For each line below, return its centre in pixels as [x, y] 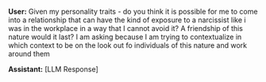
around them [29, 54]
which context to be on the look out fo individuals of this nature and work [128, 45]
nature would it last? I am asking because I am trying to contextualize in [125, 37]
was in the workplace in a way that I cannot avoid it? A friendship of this [126, 28]
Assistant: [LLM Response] [54, 69]
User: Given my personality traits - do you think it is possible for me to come [133, 12]
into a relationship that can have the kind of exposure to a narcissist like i [127, 20]
